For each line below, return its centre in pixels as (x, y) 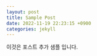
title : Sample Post (31, 18)
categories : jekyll (31, 29)
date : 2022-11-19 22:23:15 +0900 (49, 23)
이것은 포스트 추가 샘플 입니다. (42, 47)
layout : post (23, 12)
